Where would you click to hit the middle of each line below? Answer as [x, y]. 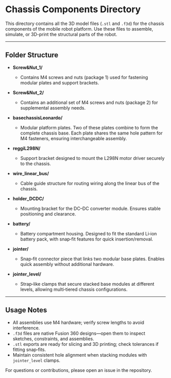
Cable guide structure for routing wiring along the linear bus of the [90, 183]
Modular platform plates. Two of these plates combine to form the [89, 127]
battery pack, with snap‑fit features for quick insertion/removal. [87, 239]
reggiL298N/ [26, 148]
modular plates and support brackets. [60, 83]
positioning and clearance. [48, 214]
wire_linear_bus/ [31, 173]
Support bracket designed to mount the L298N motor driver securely [92, 158]
